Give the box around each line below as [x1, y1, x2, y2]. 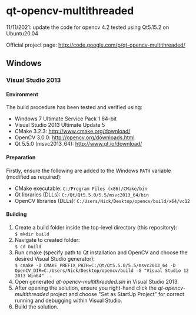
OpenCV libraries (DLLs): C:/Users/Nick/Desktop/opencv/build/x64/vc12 [14, 197, 190, 204]
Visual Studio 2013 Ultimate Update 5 [14, 122, 105, 129]
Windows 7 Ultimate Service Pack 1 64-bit [14, 115, 117, 122]
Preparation [6, 154, 36, 161]
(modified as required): [6, 173, 62, 181]
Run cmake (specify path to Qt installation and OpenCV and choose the [14, 249, 188, 256]
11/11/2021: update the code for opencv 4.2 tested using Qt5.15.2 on [6, 24, 170, 31]
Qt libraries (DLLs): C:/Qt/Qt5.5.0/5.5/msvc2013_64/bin [14, 191, 149, 198]
